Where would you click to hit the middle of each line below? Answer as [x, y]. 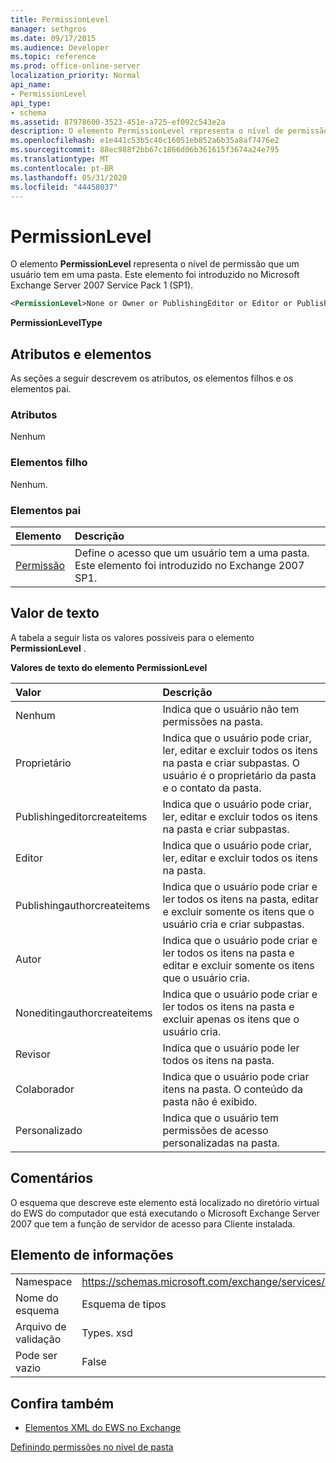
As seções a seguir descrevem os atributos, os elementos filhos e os [152, 378]
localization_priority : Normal [75, 76]
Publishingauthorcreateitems [83, 905]
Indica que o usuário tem [220, 1118]
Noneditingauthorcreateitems [84, 1013]
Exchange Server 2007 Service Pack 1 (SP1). [102, 285]
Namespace [44, 1282]
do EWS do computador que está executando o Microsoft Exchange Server [165, 1213]
